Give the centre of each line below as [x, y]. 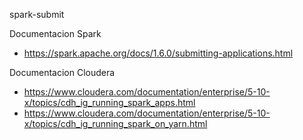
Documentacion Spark [55, 33]
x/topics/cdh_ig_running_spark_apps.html [109, 102]
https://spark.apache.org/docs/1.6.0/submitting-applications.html [158, 53]
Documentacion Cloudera [62, 72]
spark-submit [37, 14]
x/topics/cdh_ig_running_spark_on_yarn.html [115, 123]
